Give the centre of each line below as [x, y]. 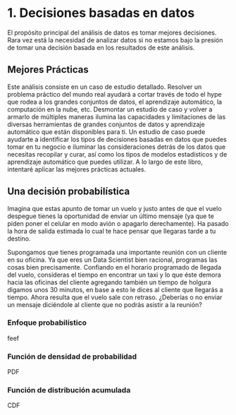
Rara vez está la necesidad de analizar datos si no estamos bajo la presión [115, 40]
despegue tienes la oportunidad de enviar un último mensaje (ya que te [111, 216]
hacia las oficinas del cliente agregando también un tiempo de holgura [109, 282]
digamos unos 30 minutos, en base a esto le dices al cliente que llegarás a [115, 289]
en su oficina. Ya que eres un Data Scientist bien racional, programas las [112, 260]
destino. [19, 239]
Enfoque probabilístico [47, 323]
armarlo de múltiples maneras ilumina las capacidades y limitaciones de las [117, 116]
